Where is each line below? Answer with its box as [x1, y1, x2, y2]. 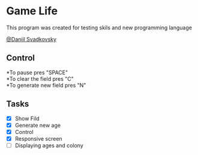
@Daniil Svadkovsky [6, 35, 57, 42]
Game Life [6, 4, 58, 18]
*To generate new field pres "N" [6, 81, 86, 89]
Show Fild [14, 115, 40, 122]
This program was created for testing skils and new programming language [6, 24, 192, 31]
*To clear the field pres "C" [6, 75, 74, 82]
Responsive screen [14, 135, 62, 142]
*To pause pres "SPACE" [6, 69, 68, 76]
